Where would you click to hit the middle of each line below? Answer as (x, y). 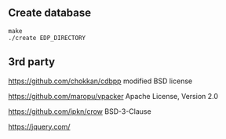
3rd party (32, 62)
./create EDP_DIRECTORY (47, 38)
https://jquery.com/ (39, 126)
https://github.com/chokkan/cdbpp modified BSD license (100, 81)
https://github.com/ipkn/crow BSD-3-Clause (80, 111)
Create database (50, 13)
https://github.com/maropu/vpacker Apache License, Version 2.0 (113, 96)
